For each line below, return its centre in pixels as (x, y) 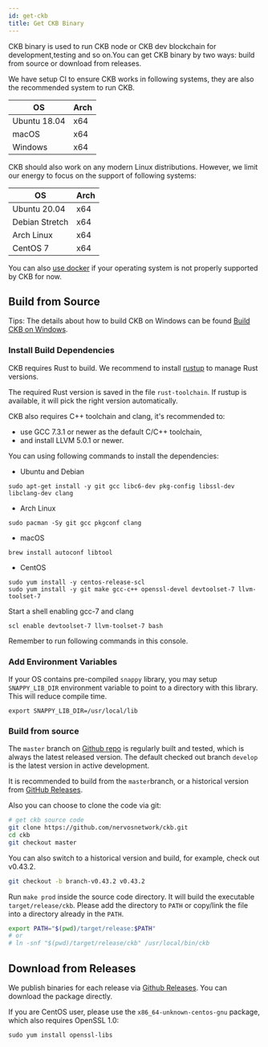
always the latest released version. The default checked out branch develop (133, 758)
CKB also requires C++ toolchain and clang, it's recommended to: (117, 416)
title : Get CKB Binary (46, 23)
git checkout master (43, 842)
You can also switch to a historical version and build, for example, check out (134, 858)
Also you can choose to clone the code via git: (85, 806)
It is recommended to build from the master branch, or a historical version (128, 782)
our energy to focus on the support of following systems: (102, 175)
